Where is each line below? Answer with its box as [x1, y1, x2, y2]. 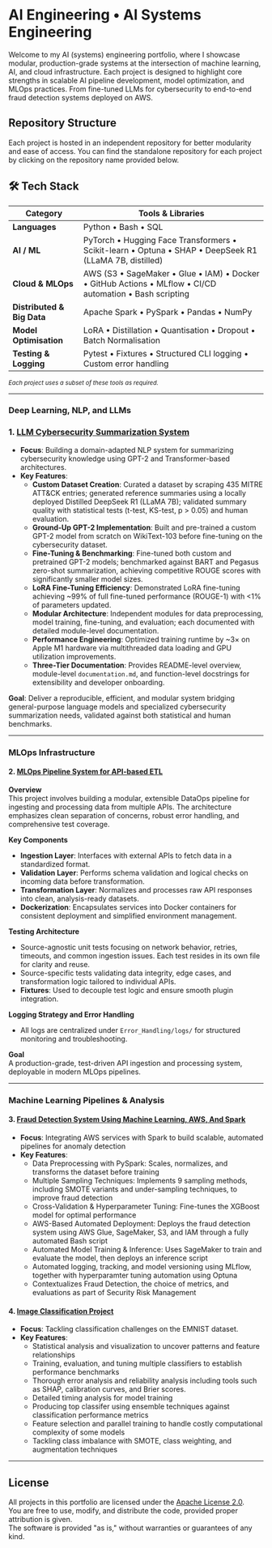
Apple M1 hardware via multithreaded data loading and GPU [32, 642, 232, 653]
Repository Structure [8, 116, 117, 130]
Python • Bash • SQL [83, 221, 164, 232]
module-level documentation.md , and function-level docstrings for [32, 668, 250, 678]
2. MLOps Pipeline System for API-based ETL [8, 767, 164, 777]
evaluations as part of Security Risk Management [32, 1288, 197, 1298]
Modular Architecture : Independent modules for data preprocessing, [32, 608, 264, 618]
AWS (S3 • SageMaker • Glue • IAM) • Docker [83, 267, 261, 279]
